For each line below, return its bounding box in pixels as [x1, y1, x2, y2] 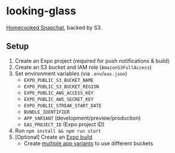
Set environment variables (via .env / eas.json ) [14, 70, 127, 77]
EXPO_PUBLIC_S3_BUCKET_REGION [23, 84, 100, 90]
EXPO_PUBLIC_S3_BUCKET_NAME [23, 77, 94, 83]
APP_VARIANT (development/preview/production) [23, 114, 141, 121]
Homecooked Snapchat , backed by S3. [6, 24, 103, 31]
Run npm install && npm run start [14, 127, 102, 134]
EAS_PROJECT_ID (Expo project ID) [23, 121, 105, 128]
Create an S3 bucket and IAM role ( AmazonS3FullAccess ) [14, 63, 152, 71]
